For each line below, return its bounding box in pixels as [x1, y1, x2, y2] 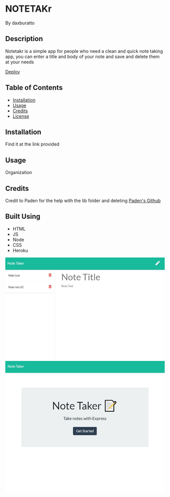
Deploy [5, 69, 20, 75]
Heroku [12, 247, 28, 253]
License [12, 113, 29, 119]
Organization [5, 170, 32, 176]
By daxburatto [5, 20, 35, 26]
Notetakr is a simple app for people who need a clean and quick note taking [5, 48, 163, 54]
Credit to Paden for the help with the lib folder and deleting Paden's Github [5, 197, 161, 204]
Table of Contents [5, 83, 63, 92]
